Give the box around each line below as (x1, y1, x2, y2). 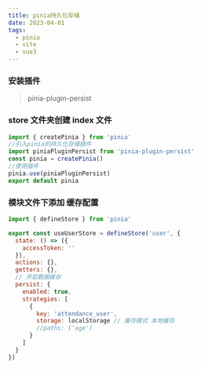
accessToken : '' (22, 244, 76, 252)
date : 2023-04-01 (8, 19, 65, 27)
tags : (8, 26, 26, 34)
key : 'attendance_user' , (36, 309, 118, 318)
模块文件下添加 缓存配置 (8, 197, 99, 208)
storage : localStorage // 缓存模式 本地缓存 (36, 317, 175, 325)
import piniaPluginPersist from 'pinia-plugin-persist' (8, 148, 195, 155)
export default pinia (8, 177, 79, 184)
